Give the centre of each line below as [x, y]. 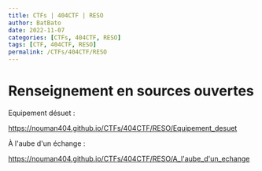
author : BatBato [35, 23]
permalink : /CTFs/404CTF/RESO [58, 52]
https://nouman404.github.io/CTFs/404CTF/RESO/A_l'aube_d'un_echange [129, 158]
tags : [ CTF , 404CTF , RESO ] [52, 45]
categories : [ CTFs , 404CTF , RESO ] [65, 37]
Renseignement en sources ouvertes [131, 91]
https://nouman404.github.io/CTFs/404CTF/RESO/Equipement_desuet [123, 128]
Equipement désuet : [42, 113]
